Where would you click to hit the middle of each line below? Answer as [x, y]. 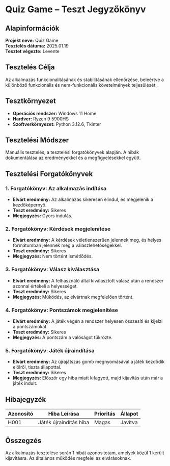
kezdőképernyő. [30, 205]
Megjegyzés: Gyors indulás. [42, 216]
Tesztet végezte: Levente [33, 51]
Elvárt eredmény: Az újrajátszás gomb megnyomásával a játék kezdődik [89, 362]
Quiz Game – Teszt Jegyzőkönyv [76, 9]
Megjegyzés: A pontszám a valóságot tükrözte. [63, 338]
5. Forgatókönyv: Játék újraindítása [50, 350]
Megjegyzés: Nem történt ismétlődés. [53, 256]
